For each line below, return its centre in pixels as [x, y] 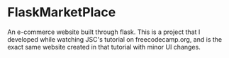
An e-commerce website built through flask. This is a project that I [104, 32]
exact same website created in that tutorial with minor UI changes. [104, 47]
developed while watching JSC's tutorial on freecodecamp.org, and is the [115, 39]
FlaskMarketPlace [62, 12]
